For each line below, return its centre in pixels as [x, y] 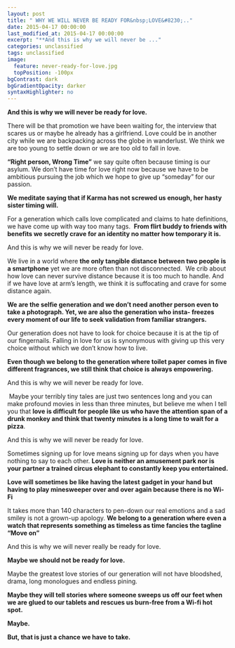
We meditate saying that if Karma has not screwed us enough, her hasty [115, 198]
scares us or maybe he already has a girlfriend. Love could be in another [112, 134]
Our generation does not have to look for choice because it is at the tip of [113, 333]
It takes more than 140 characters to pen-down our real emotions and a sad [116, 511]
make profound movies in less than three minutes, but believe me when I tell [117, 404]
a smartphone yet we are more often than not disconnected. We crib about [117, 268]
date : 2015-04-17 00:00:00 [47, 27]
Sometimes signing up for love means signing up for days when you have [113, 453]
